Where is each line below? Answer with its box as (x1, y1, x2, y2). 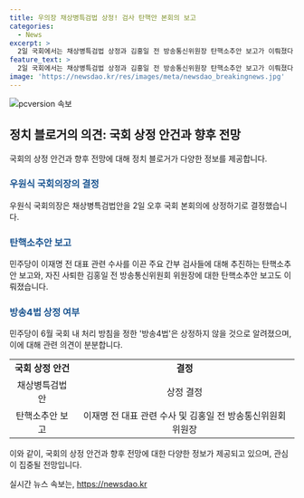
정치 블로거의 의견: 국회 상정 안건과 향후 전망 (9, 128, 242, 143)
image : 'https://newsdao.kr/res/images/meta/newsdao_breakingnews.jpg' (9, 72, 285, 81)
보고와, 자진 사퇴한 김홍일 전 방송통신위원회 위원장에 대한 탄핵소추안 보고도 (18, 270, 282, 281)
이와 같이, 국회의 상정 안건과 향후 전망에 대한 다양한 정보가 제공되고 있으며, (9, 448, 272, 459)
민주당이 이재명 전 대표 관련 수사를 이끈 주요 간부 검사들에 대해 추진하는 (9, 259, 261, 270)
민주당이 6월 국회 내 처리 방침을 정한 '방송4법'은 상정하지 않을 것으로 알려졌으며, (9, 328, 292, 340)
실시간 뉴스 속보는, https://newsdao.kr (9, 479, 147, 490)
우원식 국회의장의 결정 (9, 177, 100, 190)
